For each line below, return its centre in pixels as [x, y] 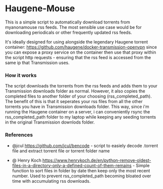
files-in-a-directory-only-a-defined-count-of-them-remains [72, 165]
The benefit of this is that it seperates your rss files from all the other [74, 102]
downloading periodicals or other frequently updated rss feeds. [69, 32]
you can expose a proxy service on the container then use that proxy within [81, 52]
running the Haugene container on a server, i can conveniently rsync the [78, 112]
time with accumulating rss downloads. [51, 181]
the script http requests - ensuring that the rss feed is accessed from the [78, 57]
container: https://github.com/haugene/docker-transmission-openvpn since [81, 47]
